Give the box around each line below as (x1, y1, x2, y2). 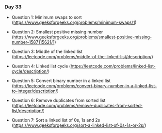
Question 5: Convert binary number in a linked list (11, 78, 111, 83)
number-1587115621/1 (11, 39, 55, 45)
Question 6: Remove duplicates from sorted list (11, 98, 106, 103)
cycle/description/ (11, 68, 48, 74)
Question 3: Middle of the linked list (11, 49, 83, 54)
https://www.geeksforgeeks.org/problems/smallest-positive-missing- (13, 34, 152, 40)
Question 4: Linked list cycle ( (11, 63, 71, 69)
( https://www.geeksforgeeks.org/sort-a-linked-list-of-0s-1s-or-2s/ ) (11, 122, 146, 128)
